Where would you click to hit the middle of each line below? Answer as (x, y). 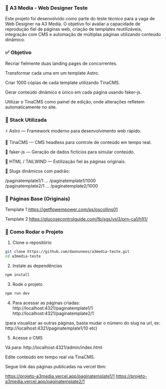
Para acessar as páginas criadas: (46, 303)
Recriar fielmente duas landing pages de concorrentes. (61, 63)
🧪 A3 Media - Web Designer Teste (47, 8)
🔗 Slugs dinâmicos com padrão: (38, 171)
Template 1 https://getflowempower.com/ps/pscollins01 (61, 209)
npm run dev (17, 293)
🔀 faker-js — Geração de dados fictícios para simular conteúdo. (70, 152)
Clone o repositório (32, 243)
